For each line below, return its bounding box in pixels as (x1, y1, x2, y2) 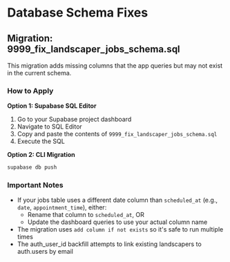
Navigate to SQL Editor (17, 122, 83, 131)
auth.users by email (17, 247, 74, 256)
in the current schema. (7, 69, 72, 77)
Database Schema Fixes (7, 5, 148, 21)
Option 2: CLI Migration (7, 151, 76, 159)
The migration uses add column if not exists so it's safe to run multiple (17, 225, 224, 234)
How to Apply (7, 86, 54, 95)
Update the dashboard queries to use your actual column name (27, 218, 208, 226)
